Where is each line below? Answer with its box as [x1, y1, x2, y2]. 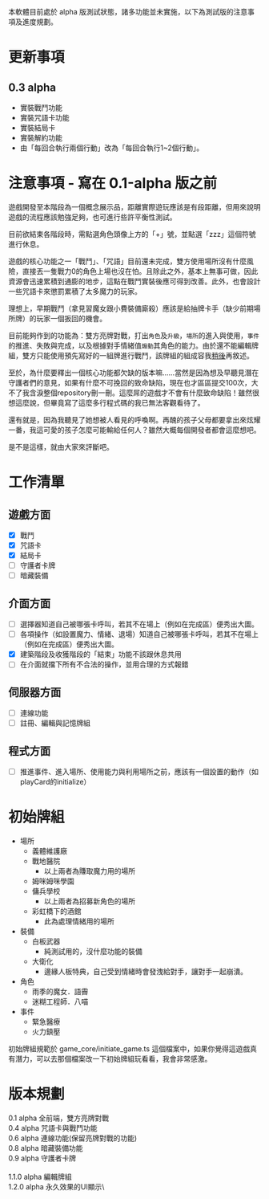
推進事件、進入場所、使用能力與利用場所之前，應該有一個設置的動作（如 [19, 767, 259, 777]
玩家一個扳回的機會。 [35, 313, 106, 323]
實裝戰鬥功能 [19, 103, 62, 112]
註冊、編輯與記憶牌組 [19, 718, 90, 728]
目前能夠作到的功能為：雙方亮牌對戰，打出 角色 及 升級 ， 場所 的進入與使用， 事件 [8, 330, 260, 340]
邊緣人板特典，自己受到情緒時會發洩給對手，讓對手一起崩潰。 [43, 967, 248, 977]
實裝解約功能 [19, 133, 62, 142]
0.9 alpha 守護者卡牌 [8, 1153, 76, 1163]
